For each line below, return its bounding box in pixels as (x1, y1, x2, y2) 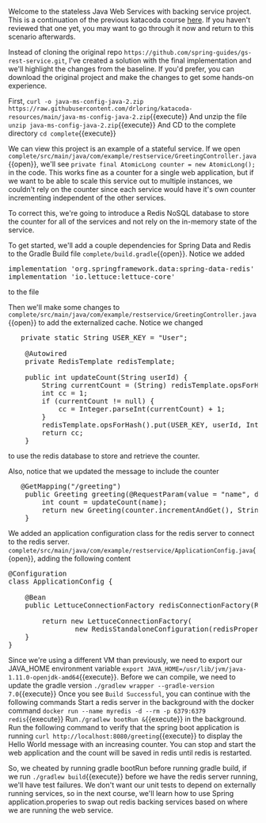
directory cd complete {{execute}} (8, 128, 116, 138)
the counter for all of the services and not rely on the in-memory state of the (8, 217, 257, 226)
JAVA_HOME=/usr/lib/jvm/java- (146, 665, 247, 673)
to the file (8, 287, 40, 297)
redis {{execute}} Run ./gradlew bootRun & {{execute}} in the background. (8, 714, 247, 724)
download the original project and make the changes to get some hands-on (8, 73, 254, 82)
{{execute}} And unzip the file (150, 112, 247, 121)
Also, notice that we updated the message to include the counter (8, 467, 219, 476)
